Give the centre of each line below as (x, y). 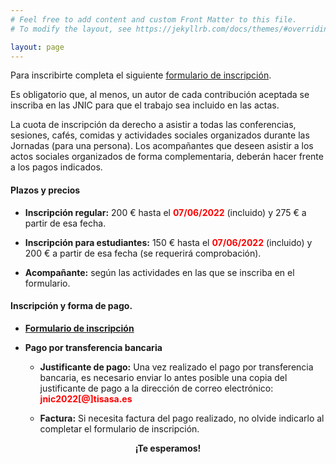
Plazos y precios (45, 190)
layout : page (37, 47)
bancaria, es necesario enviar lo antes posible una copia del (163, 377)
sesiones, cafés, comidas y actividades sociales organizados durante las (160, 135)
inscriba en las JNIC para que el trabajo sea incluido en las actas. (145, 105)
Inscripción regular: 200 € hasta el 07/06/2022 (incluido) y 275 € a (165, 212)
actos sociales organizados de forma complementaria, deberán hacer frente (167, 157)
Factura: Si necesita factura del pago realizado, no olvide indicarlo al (182, 418)
